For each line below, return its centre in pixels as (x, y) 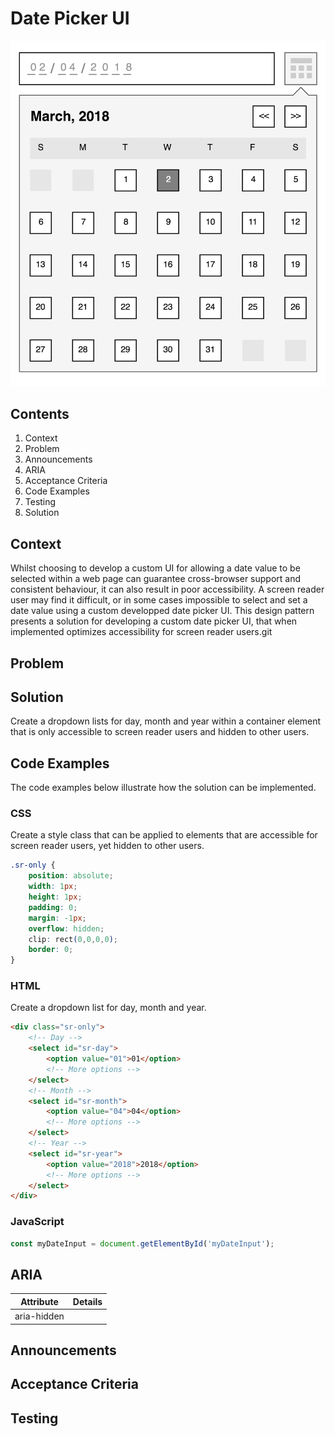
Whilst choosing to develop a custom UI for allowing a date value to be (155, 568)
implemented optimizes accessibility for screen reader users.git (141, 632)
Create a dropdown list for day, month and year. (108, 1008)
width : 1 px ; (53, 887)
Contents (40, 413)
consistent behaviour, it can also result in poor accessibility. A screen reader (167, 589)
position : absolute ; (71, 876)
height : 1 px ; (55, 897)
